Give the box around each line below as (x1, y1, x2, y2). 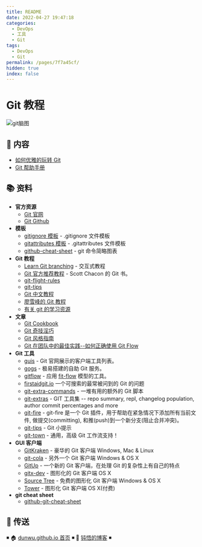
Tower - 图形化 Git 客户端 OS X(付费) (24, 484, 116, 491)
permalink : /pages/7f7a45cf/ (6, 59, 80, 65)
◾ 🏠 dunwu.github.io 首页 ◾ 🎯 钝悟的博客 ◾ (6, 534, 112, 541)
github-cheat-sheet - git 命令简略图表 (24, 247, 118, 254)
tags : (6, 43, 20, 49)
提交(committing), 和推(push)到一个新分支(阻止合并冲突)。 (37, 416, 183, 424)
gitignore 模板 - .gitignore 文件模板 (24, 232, 110, 239)
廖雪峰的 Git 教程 (24, 297, 66, 305)
